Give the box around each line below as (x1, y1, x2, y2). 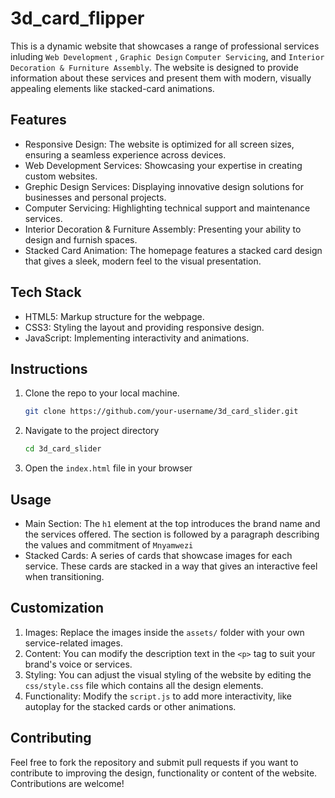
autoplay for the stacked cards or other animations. (24, 700, 237, 712)
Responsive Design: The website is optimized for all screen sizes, (24, 138, 295, 150)
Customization (10, 600, 105, 617)
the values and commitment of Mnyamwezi (24, 538, 194, 551)
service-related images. (24, 637, 123, 649)
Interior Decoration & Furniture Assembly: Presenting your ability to (24, 223, 302, 235)
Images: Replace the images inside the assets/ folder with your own (24, 626, 305, 638)
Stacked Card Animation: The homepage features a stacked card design (24, 244, 323, 256)
